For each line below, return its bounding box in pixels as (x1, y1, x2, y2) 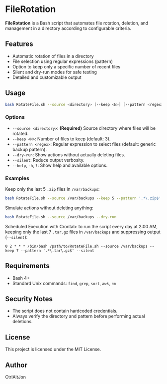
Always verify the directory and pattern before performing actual (12, 313, 145, 319)
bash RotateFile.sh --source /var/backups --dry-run (5, 214, 117, 219)
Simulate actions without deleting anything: (5, 205, 93, 211)
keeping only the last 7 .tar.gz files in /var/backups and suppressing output (5, 229, 161, 235)
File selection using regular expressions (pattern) (12, 58, 113, 64)
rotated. (12, 130, 29, 136)
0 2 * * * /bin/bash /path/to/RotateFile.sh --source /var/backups (5, 244, 148, 249)
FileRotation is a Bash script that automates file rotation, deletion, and (5, 20, 149, 26)
